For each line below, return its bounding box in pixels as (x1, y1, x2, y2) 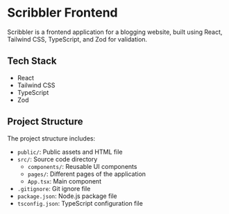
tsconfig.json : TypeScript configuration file (17, 199, 144, 207)
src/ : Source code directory (17, 154, 98, 163)
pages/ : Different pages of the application (27, 170, 146, 178)
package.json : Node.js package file (17, 192, 118, 200)
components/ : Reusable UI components (27, 162, 137, 170)
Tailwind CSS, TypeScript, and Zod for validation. (7, 35, 148, 43)
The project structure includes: (7, 134, 96, 143)
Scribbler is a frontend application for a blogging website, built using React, (7, 28, 223, 36)
